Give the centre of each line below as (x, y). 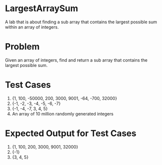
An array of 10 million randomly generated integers (63, 114)
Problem (22, 47)
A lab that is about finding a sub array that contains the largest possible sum (81, 22)
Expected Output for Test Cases (71, 133)
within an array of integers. (32, 27)
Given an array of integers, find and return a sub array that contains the (76, 60)
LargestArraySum (42, 8)
